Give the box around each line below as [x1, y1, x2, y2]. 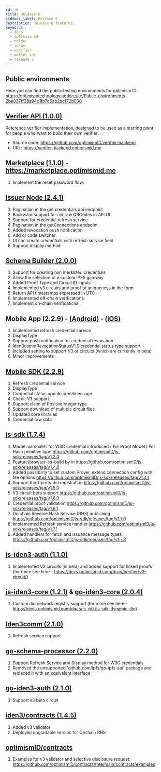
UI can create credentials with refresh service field [12, 237, 114, 243]
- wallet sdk [10, 52, 36, 57]
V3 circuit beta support [12, 490, 59, 496]
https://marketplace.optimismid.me [5, 166, 116, 175]
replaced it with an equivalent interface [12, 670, 91, 676]
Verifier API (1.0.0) [5, 112, 62, 121]
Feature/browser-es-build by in [12, 459, 75, 465]
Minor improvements [12, 353, 54, 359]
